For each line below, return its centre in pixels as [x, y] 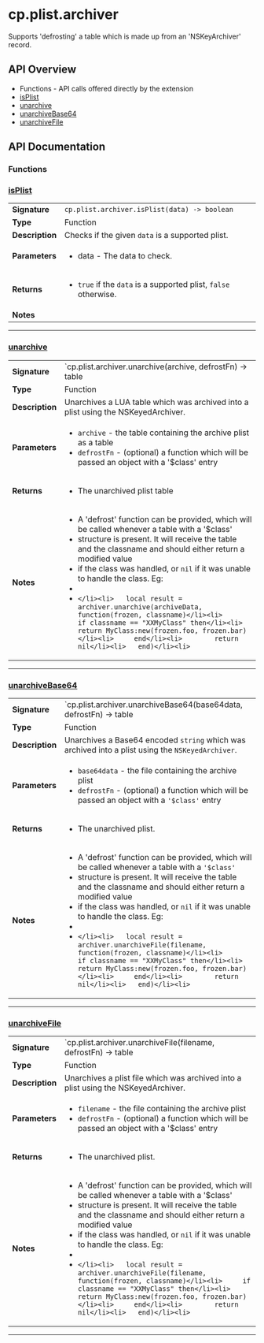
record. [20, 44]
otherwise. [97, 295]
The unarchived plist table [126, 490]
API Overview [42, 70]
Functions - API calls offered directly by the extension [106, 88]
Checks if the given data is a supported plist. [146, 236]
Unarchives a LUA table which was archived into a [156, 402]
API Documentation [57, 147]
